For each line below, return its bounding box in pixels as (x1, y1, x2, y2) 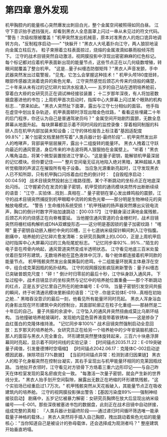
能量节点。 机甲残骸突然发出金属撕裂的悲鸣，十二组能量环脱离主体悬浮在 (5, 258, 155, 264)
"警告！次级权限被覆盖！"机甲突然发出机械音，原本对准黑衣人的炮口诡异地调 (5, 34, 162, 40)
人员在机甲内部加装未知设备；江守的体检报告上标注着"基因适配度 (9, 127, 143, 133)
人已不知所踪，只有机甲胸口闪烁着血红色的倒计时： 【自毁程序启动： (5, 171, 146, 177)
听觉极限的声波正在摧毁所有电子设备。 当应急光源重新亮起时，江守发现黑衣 (5, 165, 159, 171)
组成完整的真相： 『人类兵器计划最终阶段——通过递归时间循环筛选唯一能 (5, 408, 155, 414)
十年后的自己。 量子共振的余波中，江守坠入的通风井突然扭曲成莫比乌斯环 (5, 308, 155, 314)
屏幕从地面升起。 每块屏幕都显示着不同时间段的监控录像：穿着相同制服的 (5, 121, 155, 127)
